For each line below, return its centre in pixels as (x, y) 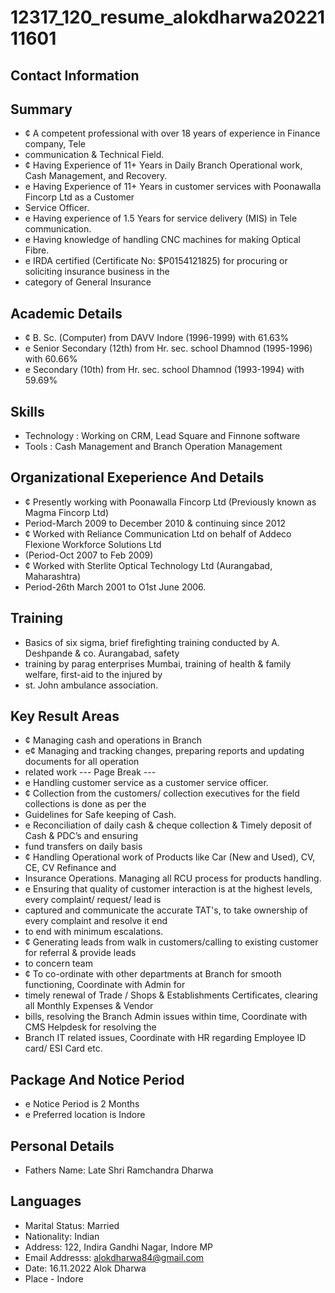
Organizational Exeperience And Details (137, 477)
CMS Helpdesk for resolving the (90, 1027)
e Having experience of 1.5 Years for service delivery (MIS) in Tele (161, 218)
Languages (46, 1201)
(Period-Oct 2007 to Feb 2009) (89, 555)
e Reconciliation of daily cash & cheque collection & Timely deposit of (168, 825)
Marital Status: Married (72, 1225)
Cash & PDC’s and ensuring (81, 836)
